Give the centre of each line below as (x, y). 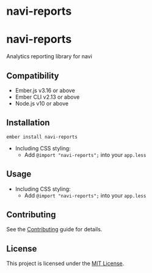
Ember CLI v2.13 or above (47, 97)
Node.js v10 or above (42, 103)
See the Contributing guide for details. (54, 229)
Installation (28, 123)
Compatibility (33, 76)
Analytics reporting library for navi (49, 56)
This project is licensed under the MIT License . (65, 263)
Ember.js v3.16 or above (45, 90)
